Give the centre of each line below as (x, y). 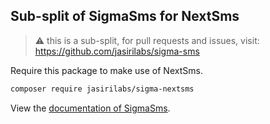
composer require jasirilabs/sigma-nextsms (102, 89)
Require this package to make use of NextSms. (106, 70)
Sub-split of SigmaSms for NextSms (125, 16)
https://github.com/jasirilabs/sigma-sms (117, 51)
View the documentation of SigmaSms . (90, 108)
